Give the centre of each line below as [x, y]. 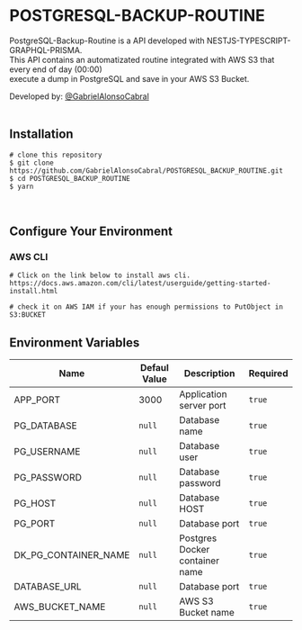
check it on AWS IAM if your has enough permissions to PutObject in [150, 307]
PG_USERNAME [47, 452]
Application [203, 394]
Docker [195, 550]
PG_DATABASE [46, 426]
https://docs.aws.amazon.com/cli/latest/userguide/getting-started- [140, 283]
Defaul [154, 368]
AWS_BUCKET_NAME [60, 607]
